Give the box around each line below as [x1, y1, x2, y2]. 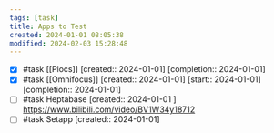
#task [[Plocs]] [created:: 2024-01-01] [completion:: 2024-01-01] [22, 64, 266, 75]
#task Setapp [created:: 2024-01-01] [22, 114, 161, 125]
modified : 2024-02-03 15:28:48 [9, 38, 128, 48]
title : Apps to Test [9, 22, 88, 31]
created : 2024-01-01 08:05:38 [9, 30, 125, 39]
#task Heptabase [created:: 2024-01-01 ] [22, 94, 177, 105]
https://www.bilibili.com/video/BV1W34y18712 [22, 104, 196, 115]
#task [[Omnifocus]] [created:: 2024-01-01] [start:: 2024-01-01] [22, 74, 261, 85]
